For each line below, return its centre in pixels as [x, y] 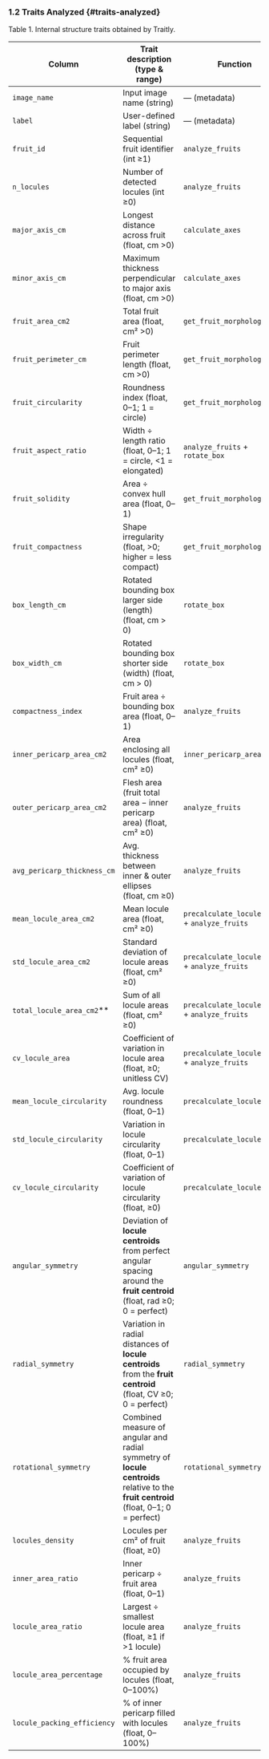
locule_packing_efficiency [64, 1723]
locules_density [43, 1541]
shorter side [145, 663]
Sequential [143, 139]
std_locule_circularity [58, 1140]
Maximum [141, 258]
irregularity [143, 537]
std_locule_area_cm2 [51, 962]
